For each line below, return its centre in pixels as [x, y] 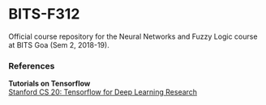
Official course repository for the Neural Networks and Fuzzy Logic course [133, 36]
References [32, 65]
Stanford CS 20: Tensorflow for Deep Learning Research [103, 92]
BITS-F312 [44, 14]
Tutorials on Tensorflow [49, 84]
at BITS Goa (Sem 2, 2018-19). [59, 44]
